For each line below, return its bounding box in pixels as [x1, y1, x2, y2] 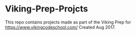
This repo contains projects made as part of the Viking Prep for [5, 19, 131, 25]
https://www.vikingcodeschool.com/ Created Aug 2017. [5, 24, 116, 30]
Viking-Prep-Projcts [5, 3, 88, 14]
